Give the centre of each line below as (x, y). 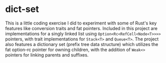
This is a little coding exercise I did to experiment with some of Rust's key (81, 23)
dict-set (22, 9)
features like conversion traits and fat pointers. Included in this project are (81, 28)
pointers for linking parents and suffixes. (47, 55)
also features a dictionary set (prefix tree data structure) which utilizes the (82, 44)
